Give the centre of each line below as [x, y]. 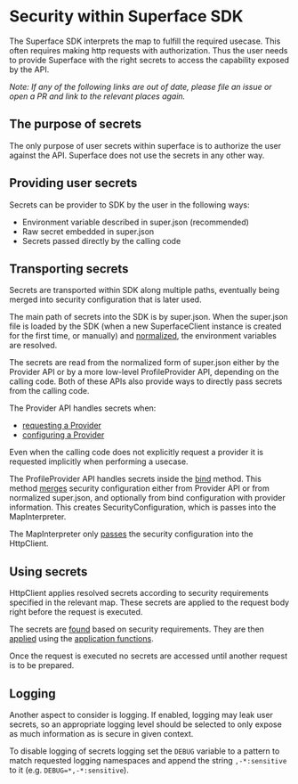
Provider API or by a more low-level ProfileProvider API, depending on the [144, 372]
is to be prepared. [42, 666]
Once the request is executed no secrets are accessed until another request [148, 656]
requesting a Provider [62, 426]
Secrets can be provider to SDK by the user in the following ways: [129, 204]
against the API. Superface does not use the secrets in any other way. [137, 155]
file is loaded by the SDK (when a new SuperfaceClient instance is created [145, 326]
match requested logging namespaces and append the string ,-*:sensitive [148, 760]
